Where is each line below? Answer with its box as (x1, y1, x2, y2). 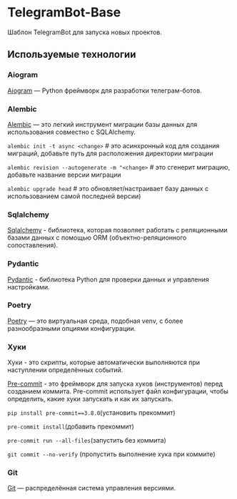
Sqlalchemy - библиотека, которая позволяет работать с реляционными (7, 226, 228, 235)
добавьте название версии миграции (7, 170, 121, 179)
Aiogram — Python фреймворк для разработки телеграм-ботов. (7, 86, 202, 95)
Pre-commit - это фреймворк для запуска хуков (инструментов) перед (7, 379, 223, 389)
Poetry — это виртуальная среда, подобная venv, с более (7, 317, 183, 325)
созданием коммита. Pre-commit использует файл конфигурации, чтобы (7, 387, 228, 396)
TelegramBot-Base (7, 4, 121, 21)
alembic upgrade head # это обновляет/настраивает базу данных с (7, 184, 209, 192)
